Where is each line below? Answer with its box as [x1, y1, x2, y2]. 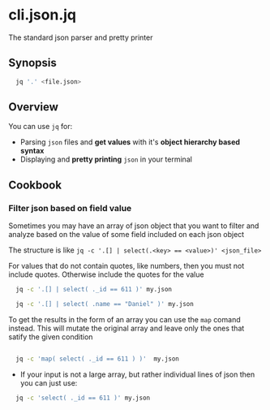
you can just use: [19, 378, 78, 387]
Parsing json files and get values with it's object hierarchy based [19, 137, 241, 147]
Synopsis [8, 56, 57, 70]
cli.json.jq [8, 6, 77, 24]
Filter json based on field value [8, 202, 132, 214]
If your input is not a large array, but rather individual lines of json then [19, 369, 255, 379]
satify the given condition [8, 331, 93, 342]
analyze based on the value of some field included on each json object [8, 230, 245, 240]
